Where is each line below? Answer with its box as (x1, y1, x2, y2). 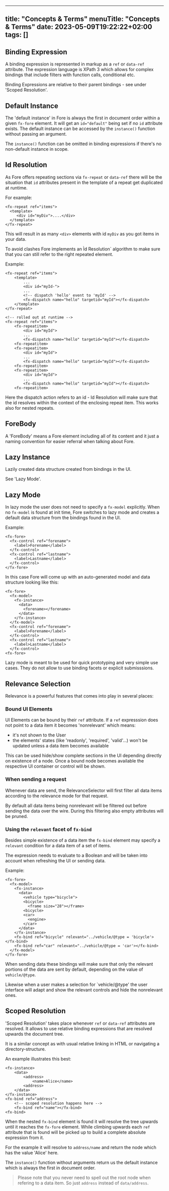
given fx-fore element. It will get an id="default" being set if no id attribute (5, 120, 162, 127)
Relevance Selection (5, 679, 71, 688)
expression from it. (5, 1135, 44, 1141)
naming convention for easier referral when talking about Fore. (5, 438, 135, 444)
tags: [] (5, 31, 29, 39)
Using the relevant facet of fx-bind (5, 826, 92, 833)
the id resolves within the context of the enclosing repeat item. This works (5, 399, 159, 406)
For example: (5, 195, 33, 201)
